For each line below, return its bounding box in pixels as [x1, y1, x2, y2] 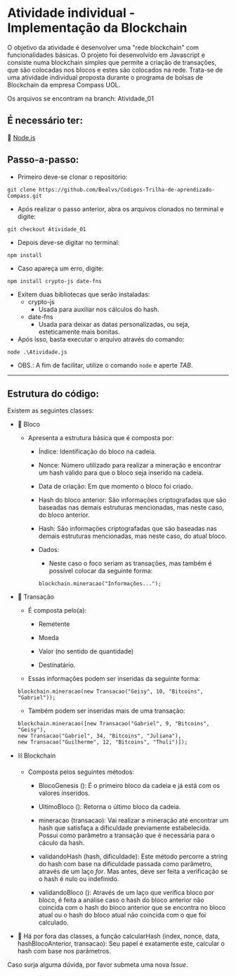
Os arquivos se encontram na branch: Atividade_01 [7, 94, 155, 103]
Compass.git [7, 192, 42, 199]
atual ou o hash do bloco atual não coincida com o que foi [38, 911, 206, 920]
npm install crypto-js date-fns [7, 277, 102, 284]
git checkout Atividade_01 [7, 225, 86, 233]
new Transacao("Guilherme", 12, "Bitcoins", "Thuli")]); [17, 739, 188, 746]
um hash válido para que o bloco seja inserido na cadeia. [38, 468, 204, 477]
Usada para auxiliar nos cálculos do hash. [38, 305, 159, 313]
